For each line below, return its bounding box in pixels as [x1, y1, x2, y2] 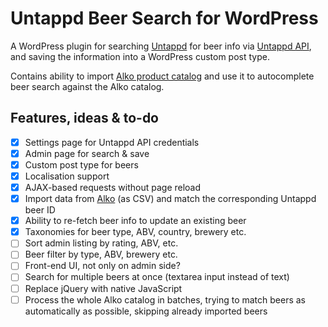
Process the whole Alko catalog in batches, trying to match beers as [24, 293, 307, 306]
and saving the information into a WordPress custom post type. [10, 50, 270, 62]
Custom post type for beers [24, 158, 139, 171]
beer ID [24, 204, 56, 216]
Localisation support [24, 170, 110, 182]
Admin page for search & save [24, 147, 150, 159]
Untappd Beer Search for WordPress [10, 7, 319, 30]
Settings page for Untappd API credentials [24, 136, 200, 148]
